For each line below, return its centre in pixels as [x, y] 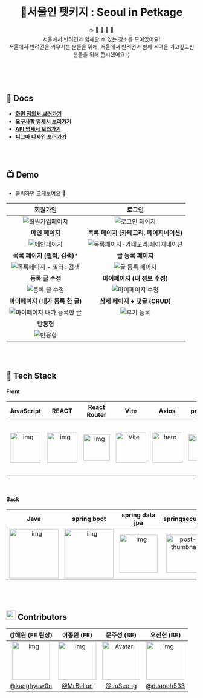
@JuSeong [121, 686]
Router [97, 415]
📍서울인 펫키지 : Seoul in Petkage [101, 12]
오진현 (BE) [166, 635]
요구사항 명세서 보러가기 [43, 121]
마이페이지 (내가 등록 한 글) [46, 301]
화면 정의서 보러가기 [38, 114]
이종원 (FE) [77, 635]
